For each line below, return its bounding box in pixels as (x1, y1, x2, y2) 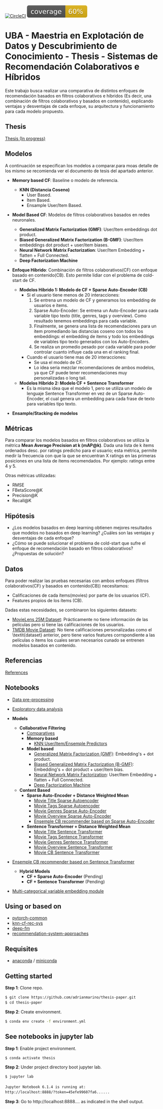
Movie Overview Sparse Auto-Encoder (34, 813, 111, 819)
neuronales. (12, 217, 36, 222)
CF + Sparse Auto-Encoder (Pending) (26, 873, 104, 879)
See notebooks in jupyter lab (5, 1032, 94, 1041)
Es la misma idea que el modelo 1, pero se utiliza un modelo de (26, 385, 152, 391)
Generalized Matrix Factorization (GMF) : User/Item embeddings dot (19, 226, 157, 232)
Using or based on (5, 902, 62, 910)
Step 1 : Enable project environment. (5, 1045, 76, 1051)
